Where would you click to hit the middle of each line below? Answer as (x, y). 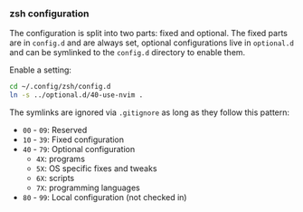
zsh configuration (49, 14)
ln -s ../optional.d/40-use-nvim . (76, 95)
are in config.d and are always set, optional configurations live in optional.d (151, 43)
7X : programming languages (88, 188)
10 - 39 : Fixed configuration (73, 140)
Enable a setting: (41, 70)
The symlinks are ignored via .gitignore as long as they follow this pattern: (150, 112)
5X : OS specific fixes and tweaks (96, 169)
